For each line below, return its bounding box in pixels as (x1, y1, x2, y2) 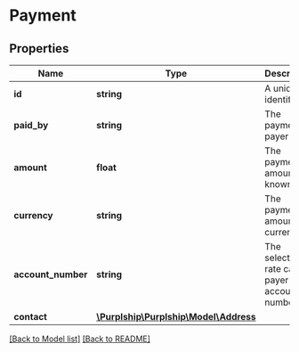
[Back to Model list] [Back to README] (9, 333, 151, 344)
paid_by (13, 119, 49, 131)
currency (13, 209, 53, 221)
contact (13, 311, 47, 323)
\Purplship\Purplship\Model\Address (96, 311, 256, 323)
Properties (9, 41, 69, 56)
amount (13, 161, 47, 174)
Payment (9, 5, 77, 26)
